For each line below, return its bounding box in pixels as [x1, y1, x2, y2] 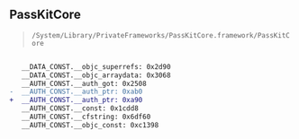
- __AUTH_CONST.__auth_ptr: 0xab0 [9, 87, 143, 97]
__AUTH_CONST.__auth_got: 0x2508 [21, 79, 147, 88]
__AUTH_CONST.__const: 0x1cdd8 [21, 104, 140, 113]
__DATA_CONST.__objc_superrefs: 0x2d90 [21, 62, 171, 71]
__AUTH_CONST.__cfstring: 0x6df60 [21, 112, 151, 122]
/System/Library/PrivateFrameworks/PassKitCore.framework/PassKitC [31, 30, 290, 39]
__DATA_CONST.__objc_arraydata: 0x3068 [21, 71, 171, 80]
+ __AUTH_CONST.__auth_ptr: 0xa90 [9, 96, 143, 105]
